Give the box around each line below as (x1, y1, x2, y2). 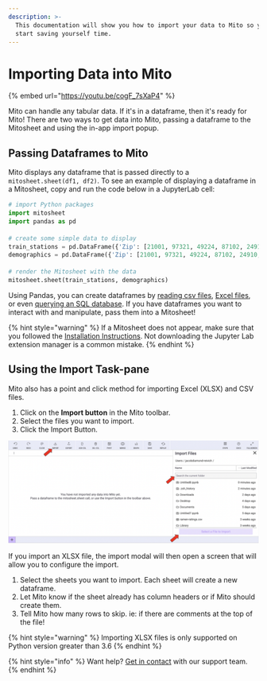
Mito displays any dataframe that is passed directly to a (8, 168, 189, 177)
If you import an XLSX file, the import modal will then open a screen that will (8, 551, 257, 561)
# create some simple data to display (8, 234, 137, 242)
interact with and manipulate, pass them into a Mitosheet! (8, 307, 196, 317)
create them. (19, 601, 62, 610)
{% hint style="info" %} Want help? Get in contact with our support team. (8, 656, 248, 667)
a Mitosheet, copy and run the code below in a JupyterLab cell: (8, 184, 215, 194)
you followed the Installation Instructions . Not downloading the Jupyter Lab (8, 331, 254, 341)
